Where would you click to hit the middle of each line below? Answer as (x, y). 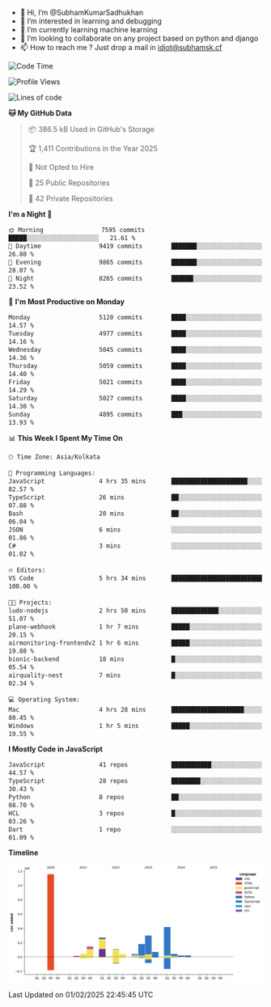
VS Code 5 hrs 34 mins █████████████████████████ (135, 578)
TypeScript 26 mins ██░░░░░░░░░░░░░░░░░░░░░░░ (135, 497)
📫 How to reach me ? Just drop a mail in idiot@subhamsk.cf (121, 47)
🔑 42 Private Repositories (70, 199)
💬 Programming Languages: (52, 473)
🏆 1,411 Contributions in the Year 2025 (93, 148)
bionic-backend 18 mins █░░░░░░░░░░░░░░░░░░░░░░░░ (135, 659)
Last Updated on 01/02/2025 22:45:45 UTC (81, 994)
